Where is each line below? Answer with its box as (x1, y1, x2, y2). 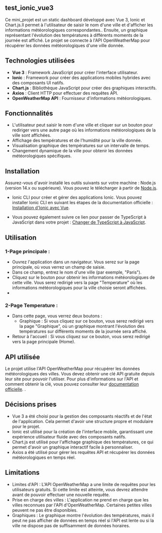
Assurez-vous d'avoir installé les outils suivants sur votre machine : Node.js (5, 180, 156, 186)
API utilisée (5, 353, 40, 361)
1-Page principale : (5, 248, 50, 255)
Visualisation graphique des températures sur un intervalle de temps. (12, 143, 150, 148)
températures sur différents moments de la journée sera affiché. (19, 328, 147, 334)
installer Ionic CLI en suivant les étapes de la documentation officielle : (12, 200, 153, 206)
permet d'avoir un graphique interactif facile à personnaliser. (12, 444, 133, 450)
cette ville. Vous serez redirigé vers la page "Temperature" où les (12, 279, 143, 285)
